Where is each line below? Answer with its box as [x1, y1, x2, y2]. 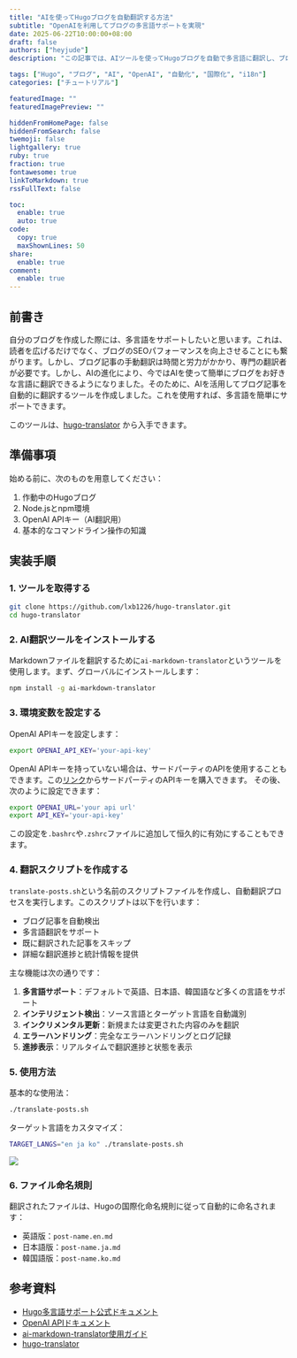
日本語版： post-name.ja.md [21, 1241, 121, 1252]
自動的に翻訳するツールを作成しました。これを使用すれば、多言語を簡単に [9, 389, 280, 400]
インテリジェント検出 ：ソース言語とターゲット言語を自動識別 [21, 1008, 247, 1018]
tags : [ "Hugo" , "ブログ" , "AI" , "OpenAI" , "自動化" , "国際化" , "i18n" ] [9, 70, 267, 80]
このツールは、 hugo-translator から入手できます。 [9, 419, 192, 430]
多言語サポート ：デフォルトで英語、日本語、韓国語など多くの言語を [21, 986, 270, 996]
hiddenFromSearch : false [9, 127, 101, 135]
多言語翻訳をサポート [21, 926, 100, 937]
